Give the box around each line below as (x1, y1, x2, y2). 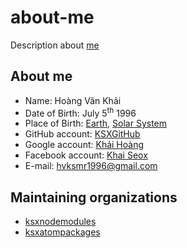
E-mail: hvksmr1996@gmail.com (24, 160, 158, 172)
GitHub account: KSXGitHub (24, 128, 141, 140)
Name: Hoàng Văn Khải (24, 94, 122, 106)
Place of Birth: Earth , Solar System (24, 117, 168, 130)
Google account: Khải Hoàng (24, 139, 144, 151)
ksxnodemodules (24, 216, 97, 228)
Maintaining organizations (10, 189, 178, 206)
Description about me (10, 39, 100, 51)
